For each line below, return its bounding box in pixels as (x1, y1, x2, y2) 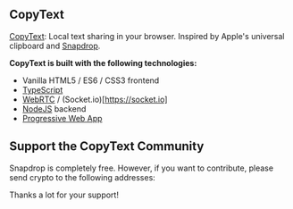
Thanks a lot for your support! (9, 189, 119, 200)
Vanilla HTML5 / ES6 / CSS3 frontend (21, 75, 160, 86)
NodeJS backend (21, 103, 87, 114)
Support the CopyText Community (9, 138, 205, 155)
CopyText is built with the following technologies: (9, 57, 197, 68)
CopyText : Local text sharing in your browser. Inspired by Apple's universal (9, 30, 285, 41)
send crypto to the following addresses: (9, 171, 156, 182)
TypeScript (21, 84, 63, 95)
